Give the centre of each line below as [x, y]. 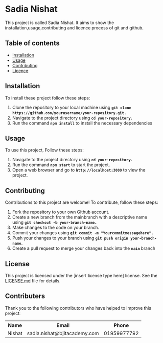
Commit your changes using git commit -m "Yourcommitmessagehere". [83, 233]
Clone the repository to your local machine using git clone [72, 107]
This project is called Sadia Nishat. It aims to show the [59, 23]
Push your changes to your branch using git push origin [70, 238]
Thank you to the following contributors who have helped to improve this [78, 308]
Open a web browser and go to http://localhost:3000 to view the [79, 170]
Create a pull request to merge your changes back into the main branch [84, 248]
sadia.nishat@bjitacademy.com [63, 333]
